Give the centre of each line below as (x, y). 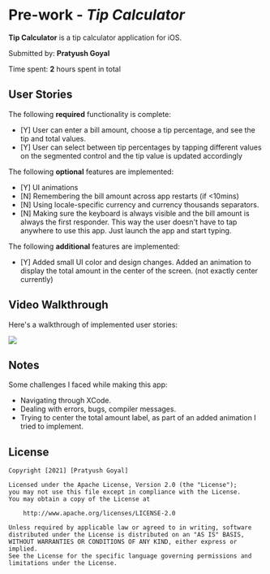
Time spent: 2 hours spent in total (65, 69)
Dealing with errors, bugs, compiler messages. (98, 409)
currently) (37, 279)
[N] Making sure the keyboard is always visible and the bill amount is (135, 213)
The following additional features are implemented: (94, 246)
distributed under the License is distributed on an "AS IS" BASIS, (126, 535)
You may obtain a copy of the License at (79, 499)
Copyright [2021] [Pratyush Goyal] (69, 471)
